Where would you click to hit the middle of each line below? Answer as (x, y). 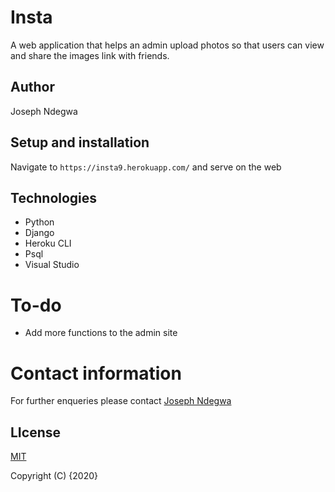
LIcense (35, 432)
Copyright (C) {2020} (54, 476)
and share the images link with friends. (90, 55)
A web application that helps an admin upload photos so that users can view (167, 45)
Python (39, 222)
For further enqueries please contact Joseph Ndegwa (121, 401)
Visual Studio (52, 265)
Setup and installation (80, 142)
